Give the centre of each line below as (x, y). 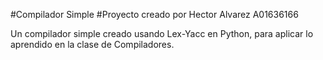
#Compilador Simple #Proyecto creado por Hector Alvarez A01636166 (154, 14)
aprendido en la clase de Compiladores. (92, 44)
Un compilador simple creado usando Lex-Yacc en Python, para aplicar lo (162, 33)
